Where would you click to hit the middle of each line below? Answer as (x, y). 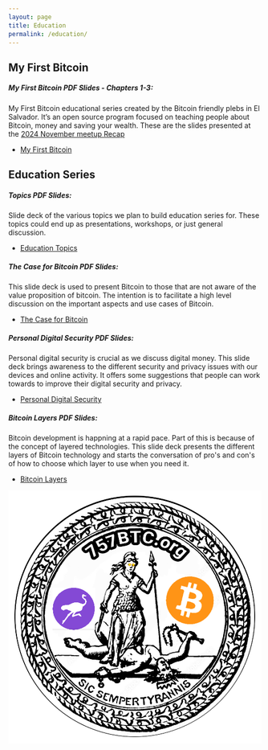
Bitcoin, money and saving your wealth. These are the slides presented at (130, 125)
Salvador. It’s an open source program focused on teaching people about (129, 117)
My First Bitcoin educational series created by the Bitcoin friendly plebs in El (134, 108)
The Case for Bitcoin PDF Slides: (63, 266)
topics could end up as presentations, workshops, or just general (116, 224)
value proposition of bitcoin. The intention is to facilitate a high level (120, 295)
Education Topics (49, 248)
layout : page (30, 17)
